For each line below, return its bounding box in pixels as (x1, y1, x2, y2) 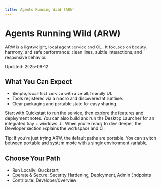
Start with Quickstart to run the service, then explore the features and (5, 110, 144, 116)
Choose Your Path (5, 154, 60, 162)
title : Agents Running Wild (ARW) (5, 7, 75, 12)
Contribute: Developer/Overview (12, 177, 77, 183)
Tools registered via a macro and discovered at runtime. (12, 95, 123, 102)
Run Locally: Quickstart (12, 167, 59, 173)
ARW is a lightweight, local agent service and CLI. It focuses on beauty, (5, 44, 147, 50)
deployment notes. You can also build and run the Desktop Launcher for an (5, 115, 155, 121)
